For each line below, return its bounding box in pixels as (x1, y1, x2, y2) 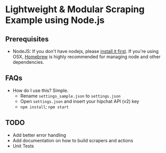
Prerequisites (5, 35, 49, 43)
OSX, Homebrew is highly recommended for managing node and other (12, 54, 161, 60)
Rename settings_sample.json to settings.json (20, 93, 121, 99)
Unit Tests (12, 143, 34, 149)
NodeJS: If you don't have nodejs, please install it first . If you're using (12, 48, 159, 54)
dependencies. (12, 59, 44, 65)
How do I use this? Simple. (12, 87, 69, 93)
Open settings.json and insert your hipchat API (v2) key (20, 98, 140, 104)
